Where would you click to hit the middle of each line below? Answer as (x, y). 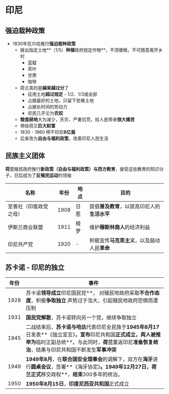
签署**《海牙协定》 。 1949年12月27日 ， (104, 367)
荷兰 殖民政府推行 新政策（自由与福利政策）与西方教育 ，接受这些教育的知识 (82, 169)
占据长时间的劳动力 (48, 107)
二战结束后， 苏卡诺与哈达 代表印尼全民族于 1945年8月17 (93, 327)
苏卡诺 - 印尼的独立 (35, 267)
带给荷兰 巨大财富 (38, 126)
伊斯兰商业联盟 (26, 227)
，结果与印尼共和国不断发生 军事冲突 (74, 350)
